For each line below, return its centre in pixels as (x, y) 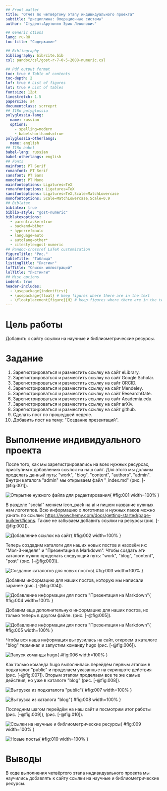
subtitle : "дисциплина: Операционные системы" (55, 19)
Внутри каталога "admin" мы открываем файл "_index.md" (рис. (73, 480)
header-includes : (24, 286)
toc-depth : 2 (19, 78)
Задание (25, 359)
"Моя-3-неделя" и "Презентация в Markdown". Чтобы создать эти (76, 550)
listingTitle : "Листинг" (31, 263)
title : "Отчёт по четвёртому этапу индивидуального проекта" (70, 14)
